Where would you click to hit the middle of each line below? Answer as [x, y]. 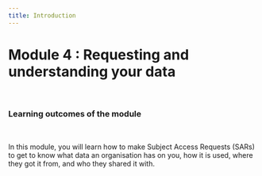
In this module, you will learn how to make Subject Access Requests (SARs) [132, 147]
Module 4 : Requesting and [98, 54]
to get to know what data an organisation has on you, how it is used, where [131, 155]
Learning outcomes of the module [75, 114]
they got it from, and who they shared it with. [81, 163]
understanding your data [92, 71]
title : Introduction [42, 15]
